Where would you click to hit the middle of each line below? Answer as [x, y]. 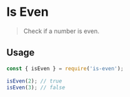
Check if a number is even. [61, 31]
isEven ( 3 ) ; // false [36, 87]
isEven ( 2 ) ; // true [34, 81]
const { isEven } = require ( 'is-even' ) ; [65, 68]
